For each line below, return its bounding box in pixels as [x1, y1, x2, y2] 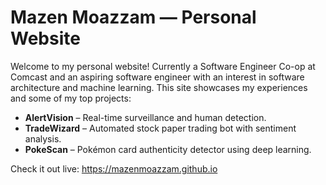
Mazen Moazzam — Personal [10, 6, 257, 29]
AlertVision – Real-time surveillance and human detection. [24, 111, 267, 123]
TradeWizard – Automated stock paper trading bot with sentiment [24, 122, 297, 134]
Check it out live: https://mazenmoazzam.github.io [10, 162, 218, 175]
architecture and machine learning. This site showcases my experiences [10, 81, 308, 93]
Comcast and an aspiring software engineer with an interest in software [10, 71, 305, 83]
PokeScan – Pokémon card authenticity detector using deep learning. [24, 143, 312, 155]
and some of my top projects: [10, 92, 132, 104]
